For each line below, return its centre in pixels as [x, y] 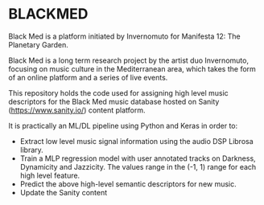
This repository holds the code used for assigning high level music [119, 92]
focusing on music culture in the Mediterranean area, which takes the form [132, 68]
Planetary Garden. [38, 44]
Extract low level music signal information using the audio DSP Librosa [136, 141]
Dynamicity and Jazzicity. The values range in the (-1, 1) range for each [138, 166]
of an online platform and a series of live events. [88, 77]
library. [32, 150]
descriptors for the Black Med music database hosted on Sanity [114, 101]
